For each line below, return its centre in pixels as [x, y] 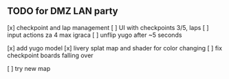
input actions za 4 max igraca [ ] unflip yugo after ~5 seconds [95, 35]
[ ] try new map [29, 68]
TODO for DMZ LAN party [63, 11]
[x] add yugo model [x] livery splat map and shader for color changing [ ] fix [115, 48]
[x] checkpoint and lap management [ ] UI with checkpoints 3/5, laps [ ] [108, 27]
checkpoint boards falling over [51, 55]
